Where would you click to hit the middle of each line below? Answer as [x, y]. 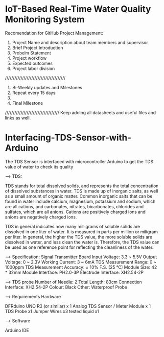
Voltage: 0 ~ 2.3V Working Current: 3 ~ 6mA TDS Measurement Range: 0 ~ [81, 262]
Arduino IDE [17, 330]
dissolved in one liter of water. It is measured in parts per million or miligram [82, 232]
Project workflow [29, 58]
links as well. [18, 118]
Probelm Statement [32, 53]
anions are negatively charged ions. [41, 217]
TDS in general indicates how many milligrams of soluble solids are [73, 226]
